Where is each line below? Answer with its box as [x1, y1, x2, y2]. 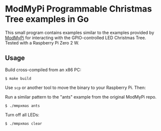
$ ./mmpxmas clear [5, 121, 42, 126]
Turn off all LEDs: [5, 112, 40, 117]
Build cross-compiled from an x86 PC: [5, 67, 81, 73]
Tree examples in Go [5, 14, 89, 25]
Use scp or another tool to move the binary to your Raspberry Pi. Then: [5, 85, 146, 90]
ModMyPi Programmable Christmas [5, 3, 152, 15]
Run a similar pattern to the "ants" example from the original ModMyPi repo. [5, 94, 157, 100]
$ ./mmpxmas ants [5, 103, 40, 108]
